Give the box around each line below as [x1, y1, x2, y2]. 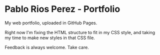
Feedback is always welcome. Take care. [4, 44, 89, 50]
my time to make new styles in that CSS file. [4, 35, 95, 41]
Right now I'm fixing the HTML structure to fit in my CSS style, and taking [4, 29, 155, 35]
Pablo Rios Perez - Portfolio [4, 3, 120, 15]
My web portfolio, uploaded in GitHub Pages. [4, 20, 97, 26]
